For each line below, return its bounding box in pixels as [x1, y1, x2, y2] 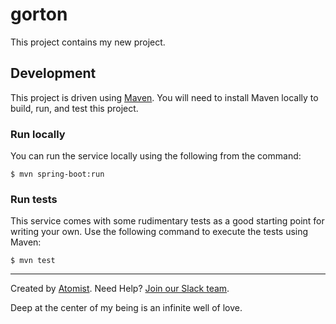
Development [10, 65, 97, 82]
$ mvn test [10, 256, 56, 266]
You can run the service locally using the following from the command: [10, 150, 302, 162]
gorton [10, 3, 68, 26]
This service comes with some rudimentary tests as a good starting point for [10, 215, 325, 227]
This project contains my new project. [10, 36, 166, 48]
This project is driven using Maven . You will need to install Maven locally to [10, 91, 319, 103]
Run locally [10, 127, 66, 141]
